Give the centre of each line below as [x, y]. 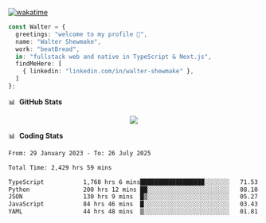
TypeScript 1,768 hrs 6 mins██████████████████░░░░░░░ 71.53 [133, 182]
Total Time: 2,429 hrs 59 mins [60, 167]
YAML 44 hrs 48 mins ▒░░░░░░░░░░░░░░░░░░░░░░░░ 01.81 [133, 212]
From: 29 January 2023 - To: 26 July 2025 [80, 153]
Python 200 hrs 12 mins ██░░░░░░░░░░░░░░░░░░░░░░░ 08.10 [133, 190]
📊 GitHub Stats [35, 102]
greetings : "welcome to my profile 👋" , [82, 34]
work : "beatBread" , [48, 49]
